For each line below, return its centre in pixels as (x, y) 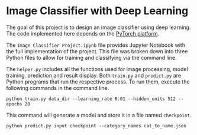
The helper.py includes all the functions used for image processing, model (97, 69)
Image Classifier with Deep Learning (97, 11)
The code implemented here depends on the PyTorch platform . (83, 33)
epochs (14, 104)
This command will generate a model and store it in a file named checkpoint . (99, 115)
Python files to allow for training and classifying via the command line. (91, 57)
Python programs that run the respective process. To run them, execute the (98, 82)
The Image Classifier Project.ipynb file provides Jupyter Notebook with (96, 45)
